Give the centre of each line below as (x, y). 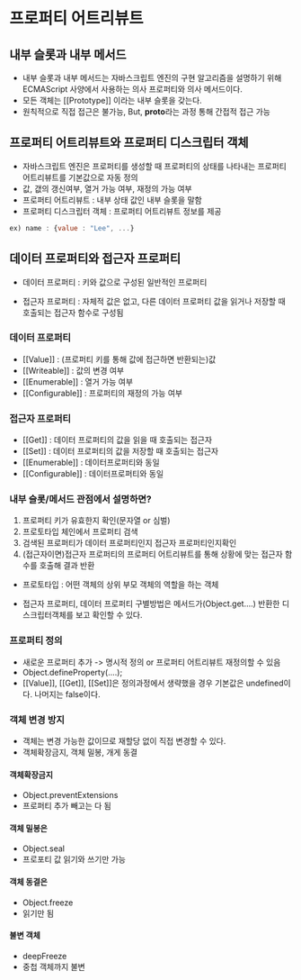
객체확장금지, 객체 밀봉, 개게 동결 (80, 752)
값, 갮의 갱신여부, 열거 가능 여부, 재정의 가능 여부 (107, 188)
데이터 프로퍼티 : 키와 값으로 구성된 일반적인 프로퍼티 (115, 282)
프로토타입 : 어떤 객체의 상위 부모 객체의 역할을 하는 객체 (120, 585)
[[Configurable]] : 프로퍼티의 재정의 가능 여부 (102, 393)
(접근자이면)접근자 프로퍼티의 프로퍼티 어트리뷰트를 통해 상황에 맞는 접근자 (152, 554)
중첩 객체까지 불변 (53, 966)
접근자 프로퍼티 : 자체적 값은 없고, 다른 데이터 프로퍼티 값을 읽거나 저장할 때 (154, 301)
